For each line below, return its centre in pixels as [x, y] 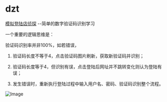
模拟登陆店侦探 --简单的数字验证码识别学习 [50, 23]
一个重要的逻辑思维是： [30, 34]
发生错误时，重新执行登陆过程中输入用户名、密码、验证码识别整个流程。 [88, 84]
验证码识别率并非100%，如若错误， [42, 45]
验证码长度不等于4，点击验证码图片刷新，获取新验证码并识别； [78, 56]
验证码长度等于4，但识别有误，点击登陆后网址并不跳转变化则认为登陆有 [87, 66]
